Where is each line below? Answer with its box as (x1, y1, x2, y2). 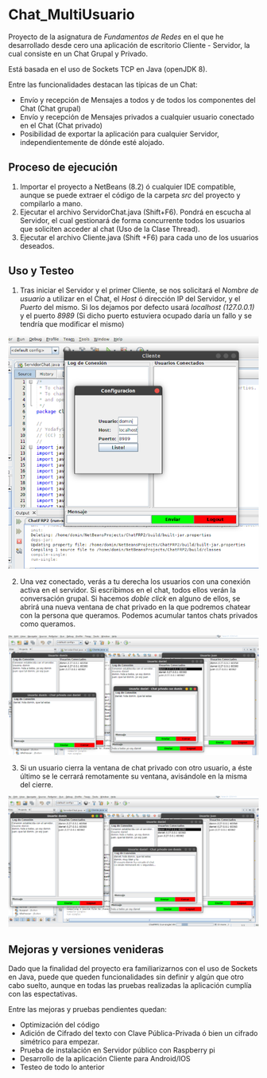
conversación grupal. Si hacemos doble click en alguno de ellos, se (19, 594, 241, 603)
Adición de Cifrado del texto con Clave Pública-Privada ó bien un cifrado (19, 1029, 258, 1038)
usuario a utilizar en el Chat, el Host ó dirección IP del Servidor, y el (19, 293, 241, 304)
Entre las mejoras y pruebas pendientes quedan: (8, 1005, 167, 1014)
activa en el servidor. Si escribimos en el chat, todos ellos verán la (19, 585, 237, 594)
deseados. (19, 241, 55, 250)
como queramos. (19, 619, 76, 629)
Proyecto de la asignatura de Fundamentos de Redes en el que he (8, 32, 224, 41)
